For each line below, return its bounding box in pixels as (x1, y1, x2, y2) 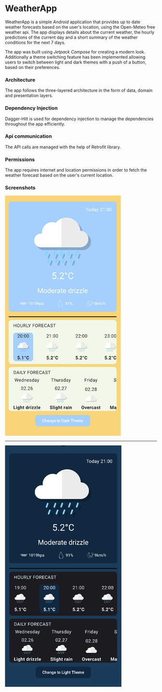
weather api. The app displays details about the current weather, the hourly (5, 29, 155, 35)
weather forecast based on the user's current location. (5, 173, 113, 178)
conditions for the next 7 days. (5, 39, 66, 45)
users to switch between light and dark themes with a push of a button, (5, 59, 147, 65)
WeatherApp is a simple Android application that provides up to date (5, 19, 141, 25)
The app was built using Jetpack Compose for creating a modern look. (5, 49, 146, 55)
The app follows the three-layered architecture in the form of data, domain (5, 88, 153, 94)
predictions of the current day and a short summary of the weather (5, 34, 138, 40)
